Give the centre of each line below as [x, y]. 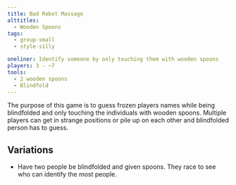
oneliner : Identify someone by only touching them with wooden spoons [113, 59]
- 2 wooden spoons [41, 79]
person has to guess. [38, 128]
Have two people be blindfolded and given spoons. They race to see [117, 167]
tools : [17, 72]
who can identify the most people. [67, 174]
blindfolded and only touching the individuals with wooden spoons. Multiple [117, 113]
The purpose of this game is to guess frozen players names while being [111, 106]
